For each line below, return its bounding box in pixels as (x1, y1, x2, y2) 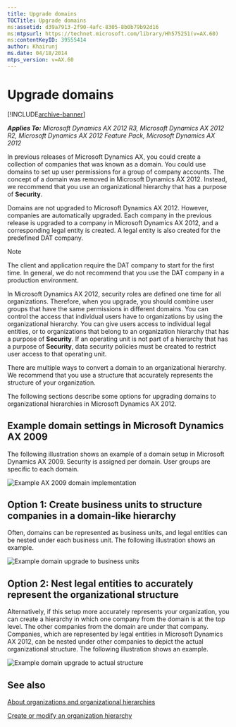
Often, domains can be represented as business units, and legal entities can (7, 529, 228, 537)
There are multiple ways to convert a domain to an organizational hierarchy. (7, 363, 227, 371)
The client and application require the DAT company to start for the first (7, 260, 215, 269)
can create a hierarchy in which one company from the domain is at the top (7, 615, 225, 623)
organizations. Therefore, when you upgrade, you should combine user (7, 297, 214, 306)
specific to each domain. (7, 464, 79, 473)
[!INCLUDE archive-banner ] (7, 110, 86, 119)
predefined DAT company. (7, 234, 83, 242)
